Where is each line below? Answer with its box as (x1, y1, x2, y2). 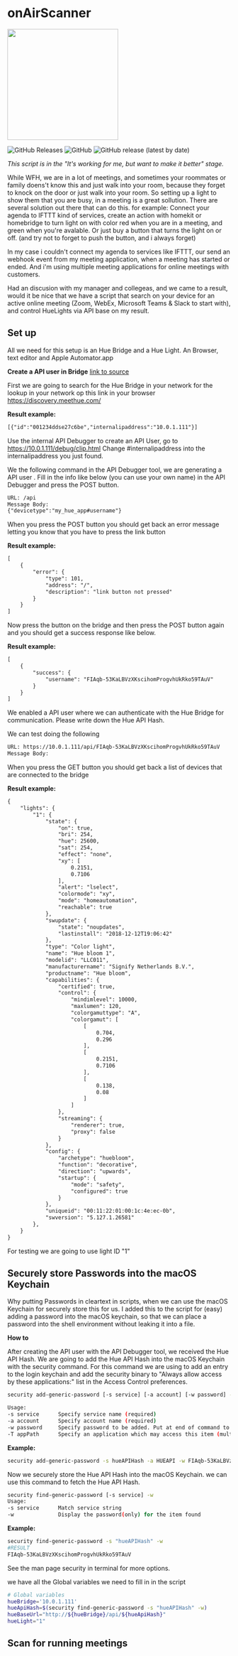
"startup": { (57, 1174, 97, 1181)
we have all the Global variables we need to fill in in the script (7, 1577, 186, 1586)
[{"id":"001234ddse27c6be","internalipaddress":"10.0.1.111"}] (7, 423, 198, 431)
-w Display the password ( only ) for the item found (7, 1511, 201, 1518)
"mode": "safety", (70, 1181, 125, 1188)
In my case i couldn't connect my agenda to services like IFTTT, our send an (7, 247, 230, 256)
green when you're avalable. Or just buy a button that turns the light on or (7, 226, 222, 234)
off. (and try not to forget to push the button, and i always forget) (7, 233, 196, 242)
